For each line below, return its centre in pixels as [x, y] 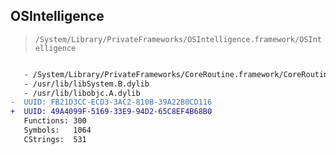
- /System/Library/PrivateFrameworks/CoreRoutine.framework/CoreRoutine [178, 74]
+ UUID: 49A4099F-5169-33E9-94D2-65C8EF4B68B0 [111, 112]
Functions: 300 [55, 121]
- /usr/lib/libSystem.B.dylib [86, 84]
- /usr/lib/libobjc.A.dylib [82, 93]
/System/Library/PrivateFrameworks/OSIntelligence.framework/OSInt [178, 39]
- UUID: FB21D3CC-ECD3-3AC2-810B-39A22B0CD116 [111, 102]
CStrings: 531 [55, 139]
